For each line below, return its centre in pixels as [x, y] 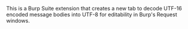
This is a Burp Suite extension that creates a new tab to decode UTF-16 [94, 8]
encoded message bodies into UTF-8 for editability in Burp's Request [92, 14]
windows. [18, 21]
